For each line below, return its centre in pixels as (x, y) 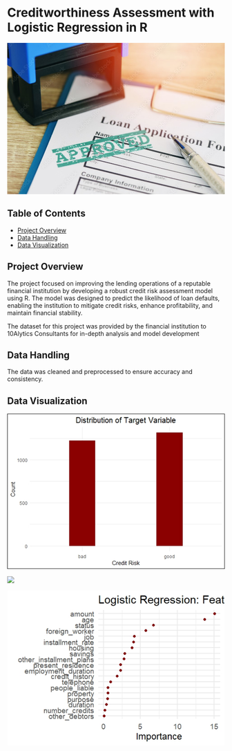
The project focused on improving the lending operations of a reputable (109, 283)
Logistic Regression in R (77, 27)
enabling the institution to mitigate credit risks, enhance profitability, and (110, 305)
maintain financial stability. (45, 313)
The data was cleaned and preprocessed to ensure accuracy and (100, 372)
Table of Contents (47, 213)
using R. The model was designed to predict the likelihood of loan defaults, (114, 298)
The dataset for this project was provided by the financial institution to (107, 326)
